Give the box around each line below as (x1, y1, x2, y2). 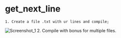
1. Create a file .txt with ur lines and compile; (5, 19, 109, 24)
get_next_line (5, 3, 60, 14)
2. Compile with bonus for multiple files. (37, 27, 117, 33)
